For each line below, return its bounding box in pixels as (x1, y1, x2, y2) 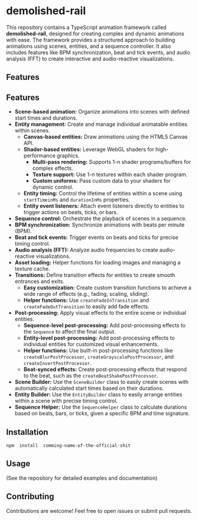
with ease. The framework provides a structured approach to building (6, 36, 176, 43)
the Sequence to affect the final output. (23, 328, 116, 335)
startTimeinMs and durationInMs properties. (23, 196, 130, 204)
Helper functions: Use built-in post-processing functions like (23, 347, 173, 354)
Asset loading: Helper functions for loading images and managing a (14, 259, 181, 266)
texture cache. (14, 265, 50, 273)
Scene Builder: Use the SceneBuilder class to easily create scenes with (14, 379, 189, 386)
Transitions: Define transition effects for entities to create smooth (14, 272, 176, 279)
